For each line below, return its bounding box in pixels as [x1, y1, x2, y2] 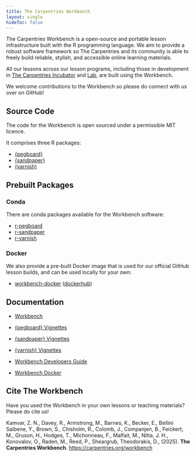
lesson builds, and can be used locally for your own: [6, 269, 132, 276]
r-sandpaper [14, 228, 45, 235]
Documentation [6, 297, 64, 307]
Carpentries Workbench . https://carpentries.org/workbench [6, 444, 153, 451]
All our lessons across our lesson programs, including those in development [6, 66, 189, 73]
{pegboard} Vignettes [14, 324, 67, 331]
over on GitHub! [6, 89, 44, 97]
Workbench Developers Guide [14, 358, 88, 365]
